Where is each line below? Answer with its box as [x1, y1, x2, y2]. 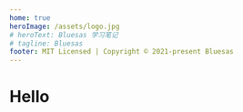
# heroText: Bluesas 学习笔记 [9, 30, 118, 39]
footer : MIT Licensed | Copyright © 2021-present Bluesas [9, 47, 234, 56]
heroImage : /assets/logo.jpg [9, 22, 120, 31]
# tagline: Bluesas [9, 38, 84, 48]
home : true [9, 13, 51, 23]
